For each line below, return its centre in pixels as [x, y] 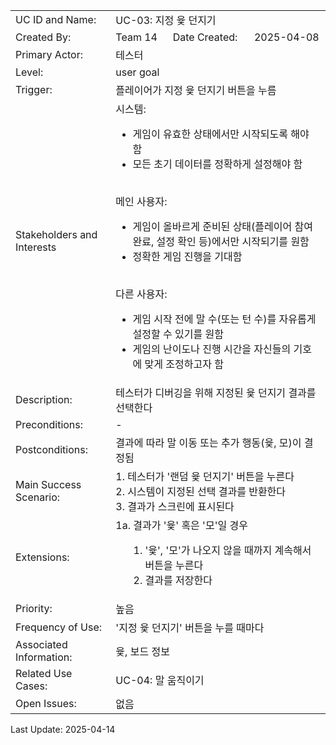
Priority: [34, 608]
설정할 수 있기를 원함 [178, 334]
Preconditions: [49, 424]
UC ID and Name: [56, 19]
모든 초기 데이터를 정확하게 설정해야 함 [217, 164]
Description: [44, 399]
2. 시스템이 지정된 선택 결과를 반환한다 [201, 491]
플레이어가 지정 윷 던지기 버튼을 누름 [196, 90]
